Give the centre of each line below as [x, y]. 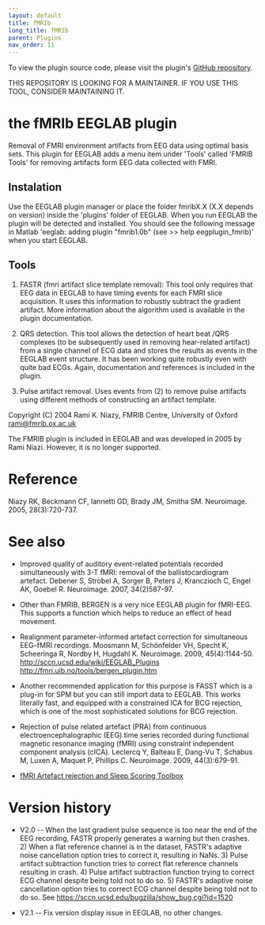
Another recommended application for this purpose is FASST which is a [136, 686]
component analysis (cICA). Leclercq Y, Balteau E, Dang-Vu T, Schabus [136, 752]
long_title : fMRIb [38, 30]
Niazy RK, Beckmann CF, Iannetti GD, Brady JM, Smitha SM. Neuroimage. [128, 501]
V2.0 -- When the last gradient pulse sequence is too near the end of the [138, 830]
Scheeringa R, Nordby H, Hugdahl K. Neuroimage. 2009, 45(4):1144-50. [137, 653]
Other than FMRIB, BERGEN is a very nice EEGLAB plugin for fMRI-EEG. [136, 604]
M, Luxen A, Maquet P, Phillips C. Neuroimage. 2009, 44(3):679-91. [129, 760]
